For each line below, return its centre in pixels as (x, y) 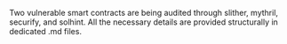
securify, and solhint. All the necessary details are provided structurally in (143, 22)
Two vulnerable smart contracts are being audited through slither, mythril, (143, 13)
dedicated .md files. (46, 31)
